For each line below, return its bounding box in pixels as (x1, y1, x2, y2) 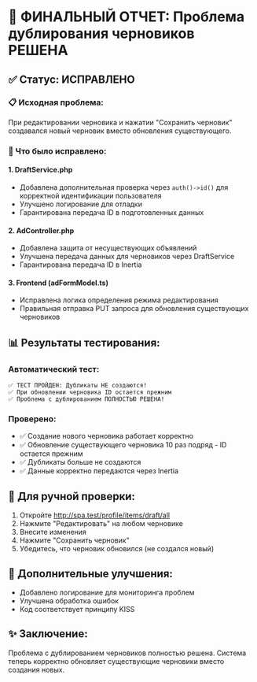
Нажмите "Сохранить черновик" (19, 536, 130, 545)
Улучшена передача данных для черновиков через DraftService (19, 252, 235, 261)
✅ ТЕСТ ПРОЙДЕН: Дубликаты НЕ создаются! (8, 382, 148, 390)
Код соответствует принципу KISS (19, 605, 135, 614)
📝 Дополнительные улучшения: (8, 567, 173, 580)
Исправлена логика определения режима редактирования (19, 295, 218, 305)
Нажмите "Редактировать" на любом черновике (19, 519, 183, 528)
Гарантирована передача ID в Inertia (19, 260, 142, 269)
